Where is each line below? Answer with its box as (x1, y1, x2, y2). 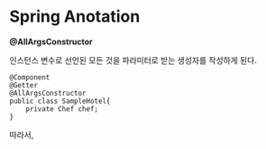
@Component (9, 72, 50, 82)
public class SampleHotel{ (9, 97, 111, 106)
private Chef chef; (25, 104, 99, 114)
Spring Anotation (9, 6, 141, 27)
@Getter (9, 80, 39, 89)
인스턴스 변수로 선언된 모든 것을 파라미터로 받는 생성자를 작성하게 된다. (9, 54, 257, 65)
